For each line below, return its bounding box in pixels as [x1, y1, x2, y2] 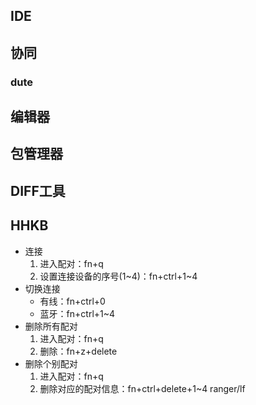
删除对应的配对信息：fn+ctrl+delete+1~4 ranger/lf [39, 382, 246, 394]
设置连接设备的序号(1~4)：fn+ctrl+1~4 [39, 270, 198, 282]
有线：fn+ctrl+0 [39, 295, 106, 307]
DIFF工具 [10, 182, 66, 199]
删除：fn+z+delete [39, 345, 118, 357]
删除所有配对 [24, 320, 78, 332]
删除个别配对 [24, 357, 78, 369]
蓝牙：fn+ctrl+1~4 [39, 307, 116, 319]
